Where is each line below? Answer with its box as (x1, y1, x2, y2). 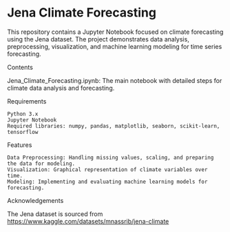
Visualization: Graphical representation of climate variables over (7, 166, 208, 173)
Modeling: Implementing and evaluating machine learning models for (7, 178, 208, 185)
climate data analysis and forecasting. (7, 84, 115, 92)
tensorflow (7, 128, 39, 135)
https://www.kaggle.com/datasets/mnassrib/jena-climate (7, 217, 169, 225)
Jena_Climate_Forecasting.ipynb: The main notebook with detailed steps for (7, 76, 222, 84)
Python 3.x (7, 110, 39, 117)
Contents (7, 63, 33, 71)
